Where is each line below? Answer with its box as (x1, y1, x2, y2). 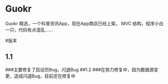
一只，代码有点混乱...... (5, 26, 53, 33)
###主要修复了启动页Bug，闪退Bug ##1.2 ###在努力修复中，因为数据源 (5, 66, 154, 72)
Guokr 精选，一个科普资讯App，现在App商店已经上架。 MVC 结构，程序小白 (5, 20, 164, 26)
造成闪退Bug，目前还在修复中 (14, 73, 76, 79)
